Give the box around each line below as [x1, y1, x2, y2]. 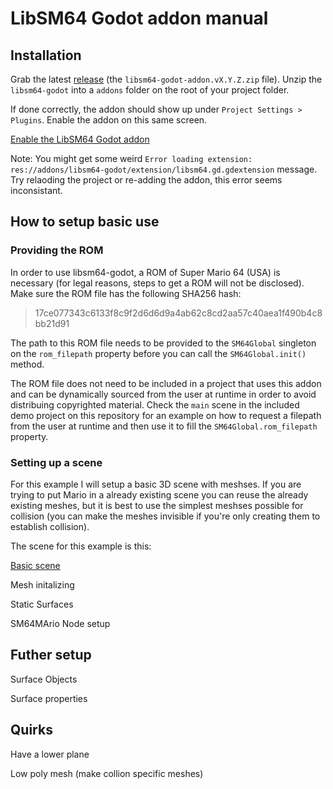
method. [10, 358, 45, 370]
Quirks [10, 722, 53, 739]
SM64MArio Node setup [10, 617, 111, 629]
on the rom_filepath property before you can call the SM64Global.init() [10, 347, 307, 359]
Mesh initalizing [10, 578, 75, 591]
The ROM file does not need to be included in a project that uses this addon [10, 377, 322, 389]
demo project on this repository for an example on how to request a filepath [10, 409, 322, 421]
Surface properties [10, 692, 88, 704]
